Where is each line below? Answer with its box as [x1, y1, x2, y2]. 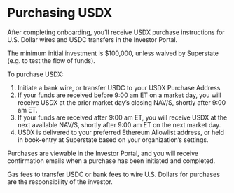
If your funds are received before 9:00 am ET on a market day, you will [17, 91, 221, 99]
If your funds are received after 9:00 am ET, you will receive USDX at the [17, 113, 228, 122]
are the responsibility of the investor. [7, 177, 113, 186]
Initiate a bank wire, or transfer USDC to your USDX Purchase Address [17, 83, 221, 92]
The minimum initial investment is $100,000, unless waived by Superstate [7, 49, 219, 57]
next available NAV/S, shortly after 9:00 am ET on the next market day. [17, 120, 221, 129]
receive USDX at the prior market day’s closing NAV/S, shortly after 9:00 [17, 98, 226, 106]
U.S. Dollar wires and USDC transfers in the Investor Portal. [7, 35, 178, 43]
